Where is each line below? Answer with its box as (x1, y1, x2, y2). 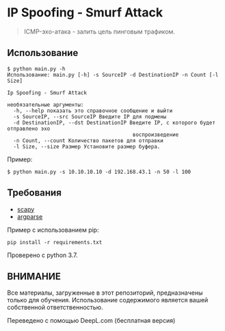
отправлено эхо (7, 125, 51, 132)
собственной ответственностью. (7, 303, 104, 312)
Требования (7, 187, 62, 199)
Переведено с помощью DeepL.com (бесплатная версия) (7, 317, 176, 325)
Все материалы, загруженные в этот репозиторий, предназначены (7, 289, 203, 297)
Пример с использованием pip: (7, 226, 99, 234)
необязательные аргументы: (7, 101, 84, 108)
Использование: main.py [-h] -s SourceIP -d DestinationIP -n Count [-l (7, 71, 219, 78)
